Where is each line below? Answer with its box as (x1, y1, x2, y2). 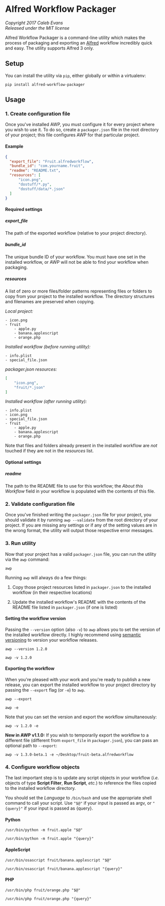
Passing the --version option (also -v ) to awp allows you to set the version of (5, 626, 161, 632)
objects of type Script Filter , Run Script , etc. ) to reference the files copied (5, 780, 157, 786)
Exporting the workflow (5, 665, 55, 671)
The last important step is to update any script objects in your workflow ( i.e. (5, 775, 159, 781)
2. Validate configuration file (5, 500, 75, 507)
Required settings (5, 206, 43, 212)
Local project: (5, 308, 34, 314)
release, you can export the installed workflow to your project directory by (5, 682, 156, 688)
